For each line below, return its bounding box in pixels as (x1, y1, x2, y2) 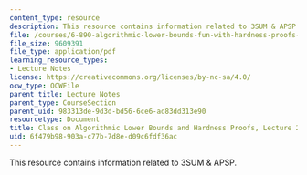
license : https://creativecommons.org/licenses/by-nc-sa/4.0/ (9, 73, 251, 82)
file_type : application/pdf (9, 47, 117, 57)
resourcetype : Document (9, 115, 101, 124)
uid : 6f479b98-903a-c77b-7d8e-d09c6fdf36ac (9, 132, 178, 141)
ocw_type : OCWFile (9, 81, 79, 90)
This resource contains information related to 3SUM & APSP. (9, 157, 238, 168)
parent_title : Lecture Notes (9, 89, 121, 98)
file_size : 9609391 (9, 38, 84, 48)
